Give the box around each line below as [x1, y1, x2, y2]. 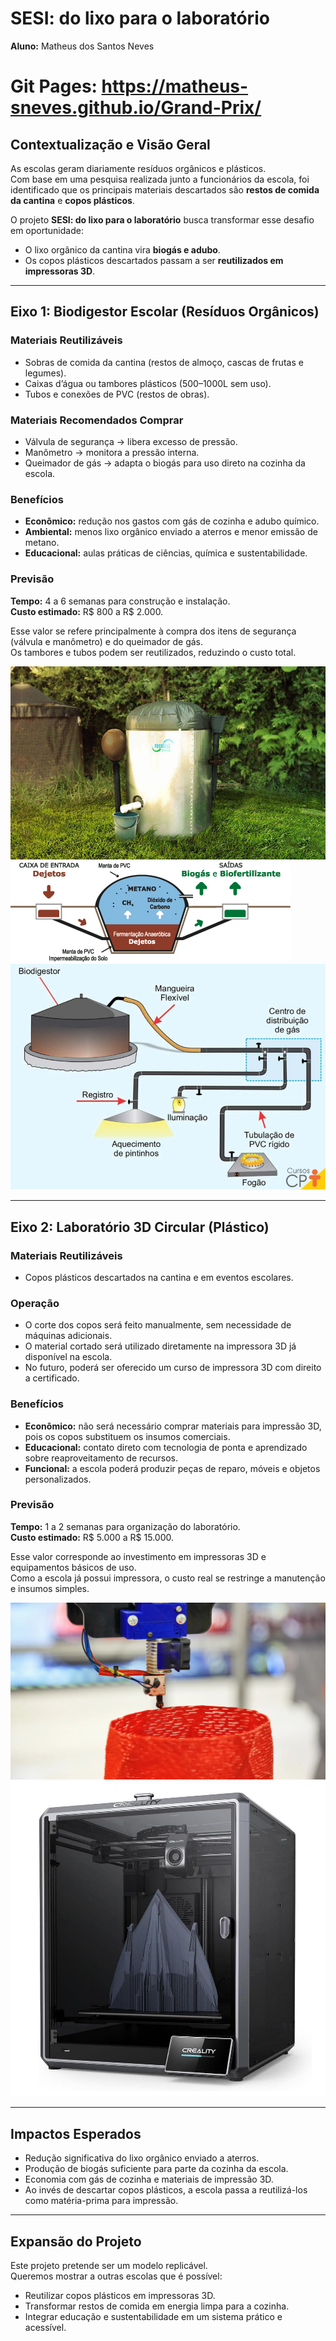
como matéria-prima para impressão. [24, 2195, 179, 2207]
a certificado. [24, 1372, 80, 1384]
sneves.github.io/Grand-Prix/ [10, 97, 262, 119]
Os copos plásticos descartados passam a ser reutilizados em [24, 254, 284, 266]
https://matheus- [101, 75, 249, 98]
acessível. [24, 2321, 67, 2333]
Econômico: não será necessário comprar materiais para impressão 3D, [24, 1420, 322, 1432]
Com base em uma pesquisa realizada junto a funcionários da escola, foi [10, 173, 310, 185]
